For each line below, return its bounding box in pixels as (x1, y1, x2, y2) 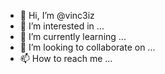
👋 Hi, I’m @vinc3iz (19, 10, 95, 21)
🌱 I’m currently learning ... (19, 31, 127, 42)
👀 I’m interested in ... (19, 20, 105, 32)
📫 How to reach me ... (19, 53, 113, 64)
